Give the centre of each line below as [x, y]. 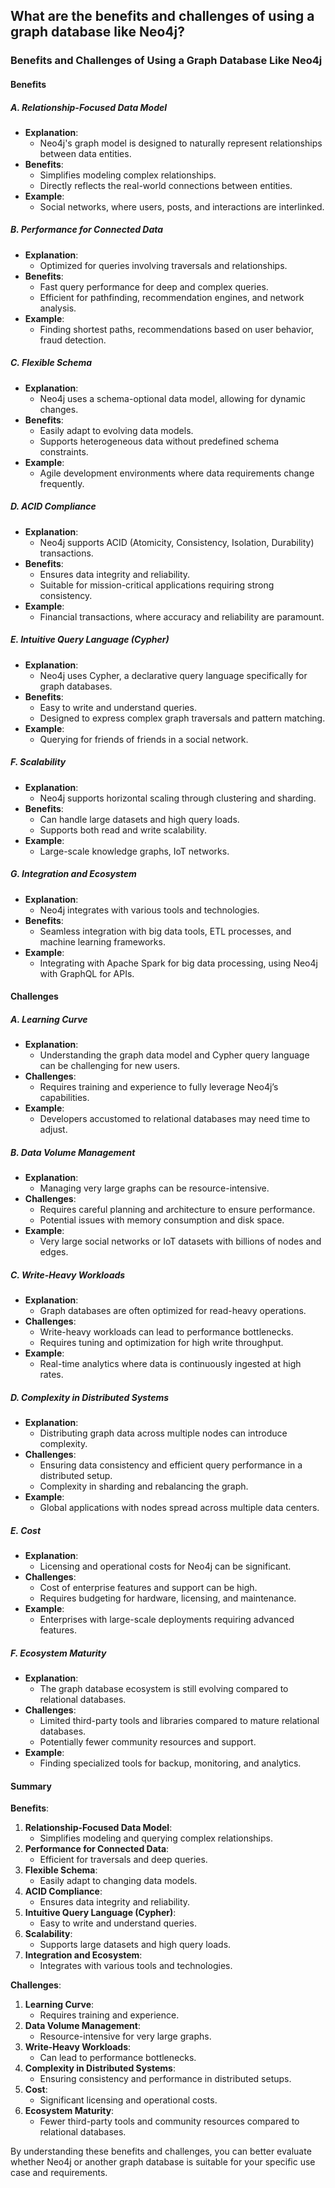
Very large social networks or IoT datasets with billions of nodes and [180, 1241]
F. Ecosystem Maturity [58, 1653]
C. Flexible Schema [51, 363]
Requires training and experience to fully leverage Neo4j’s [159, 1087]
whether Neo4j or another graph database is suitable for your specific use [163, 2162]
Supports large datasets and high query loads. [135, 1945]
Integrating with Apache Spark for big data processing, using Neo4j [178, 963]
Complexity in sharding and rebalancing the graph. [144, 1486]
